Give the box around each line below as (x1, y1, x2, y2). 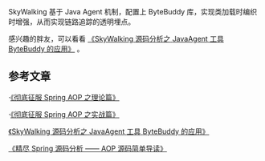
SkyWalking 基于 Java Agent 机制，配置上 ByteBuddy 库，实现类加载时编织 (8, 7, 258, 16)
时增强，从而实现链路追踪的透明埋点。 (8, 17, 135, 26)
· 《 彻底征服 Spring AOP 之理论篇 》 (8, 92, 120, 102)
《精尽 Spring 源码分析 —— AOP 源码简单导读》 (8, 143, 167, 153)
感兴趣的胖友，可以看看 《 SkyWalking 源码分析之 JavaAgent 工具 (8, 34, 225, 43)
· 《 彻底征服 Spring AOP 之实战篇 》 (8, 109, 120, 119)
